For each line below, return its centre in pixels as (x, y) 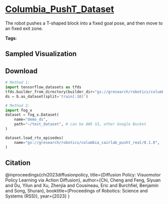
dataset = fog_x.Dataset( (32, 115)
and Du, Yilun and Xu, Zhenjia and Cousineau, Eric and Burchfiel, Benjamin (82, 185)
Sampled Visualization (41, 54)
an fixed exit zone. (24, 28)
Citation (18, 163)
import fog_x (19, 110)
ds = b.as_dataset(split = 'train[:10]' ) (47, 96)
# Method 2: (17, 106)
